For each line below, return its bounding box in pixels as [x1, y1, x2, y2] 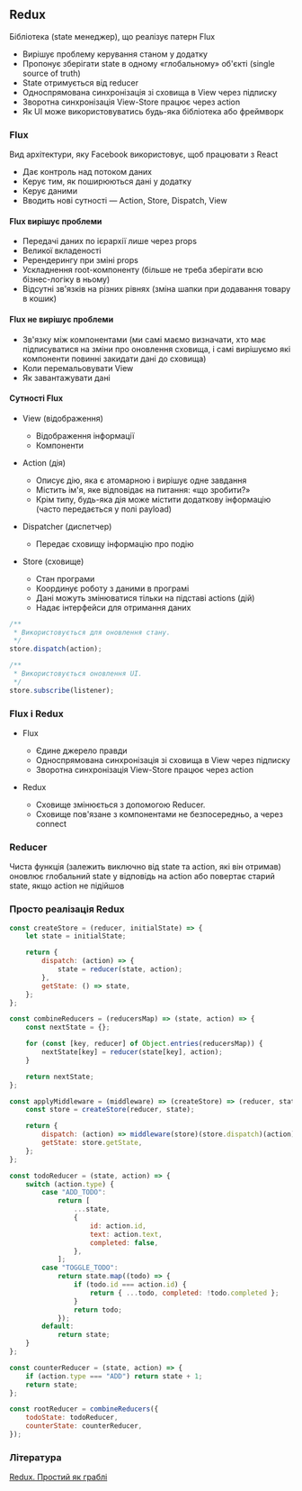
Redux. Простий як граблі [9, 1472, 108, 1483]
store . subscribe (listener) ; [9, 686, 115, 695]
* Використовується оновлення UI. [13, 669, 143, 678]
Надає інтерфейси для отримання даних [35, 602, 191, 613]
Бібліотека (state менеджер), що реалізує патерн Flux [9, 31, 216, 41]
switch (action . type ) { [25, 1179, 115, 1188]
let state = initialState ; [25, 932, 127, 941]
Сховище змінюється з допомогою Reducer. [35, 799, 206, 810]
